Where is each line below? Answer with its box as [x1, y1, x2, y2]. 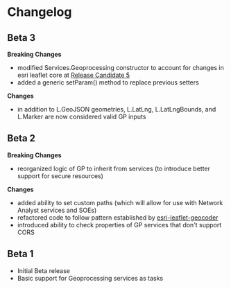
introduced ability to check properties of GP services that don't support [17, 220, 222, 229]
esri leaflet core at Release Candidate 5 [17, 71, 130, 79]
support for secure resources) [17, 171, 104, 180]
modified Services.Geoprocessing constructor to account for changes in [17, 64, 224, 71]
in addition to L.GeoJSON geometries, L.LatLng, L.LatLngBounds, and [17, 105, 216, 113]
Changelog [7, 4, 72, 20]
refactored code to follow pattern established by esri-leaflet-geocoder [17, 213, 219, 222]
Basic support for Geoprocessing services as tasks [17, 274, 164, 282]
